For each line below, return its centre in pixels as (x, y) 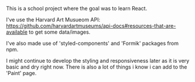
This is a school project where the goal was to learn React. (77, 8)
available (17, 32)
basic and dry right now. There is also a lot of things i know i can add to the (97, 67)
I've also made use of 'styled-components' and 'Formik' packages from (92, 43)
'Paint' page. (21, 73)
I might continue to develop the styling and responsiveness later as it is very (98, 61)
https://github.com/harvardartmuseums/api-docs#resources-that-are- (91, 26)
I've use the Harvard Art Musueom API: (53, 19)
